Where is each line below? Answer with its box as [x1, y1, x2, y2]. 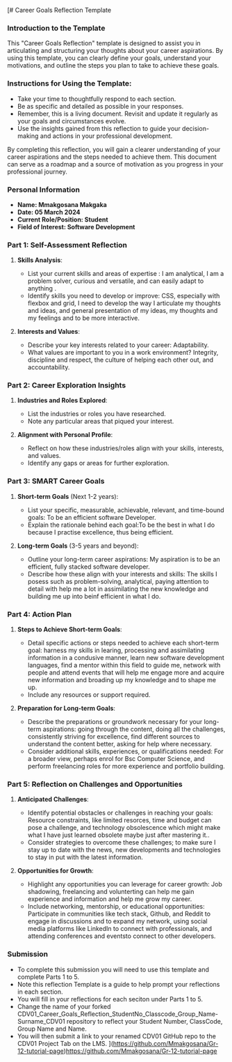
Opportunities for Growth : [17, 867, 94, 875]
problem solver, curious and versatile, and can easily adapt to [27, 277, 204, 285]
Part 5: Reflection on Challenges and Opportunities [7, 780, 183, 789]
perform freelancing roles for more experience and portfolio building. [27, 762, 226, 771]
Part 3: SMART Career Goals [7, 477, 105, 486]
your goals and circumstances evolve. [17, 116, 126, 125]
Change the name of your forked [17, 1002, 111, 1010]
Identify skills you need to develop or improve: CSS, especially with [27, 292, 220, 300]
